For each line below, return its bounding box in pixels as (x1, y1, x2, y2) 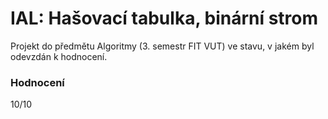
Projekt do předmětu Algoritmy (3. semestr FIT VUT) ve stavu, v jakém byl (10, 40, 315, 52)
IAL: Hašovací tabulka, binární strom (10, 7, 319, 30)
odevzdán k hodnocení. (10, 50, 108, 62)
